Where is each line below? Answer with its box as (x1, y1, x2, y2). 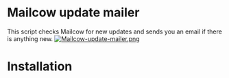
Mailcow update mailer (7, 5, 140, 21)
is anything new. (7, 34, 53, 42)
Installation (7, 59, 73, 75)
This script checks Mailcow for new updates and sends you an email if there (7, 27, 223, 36)
